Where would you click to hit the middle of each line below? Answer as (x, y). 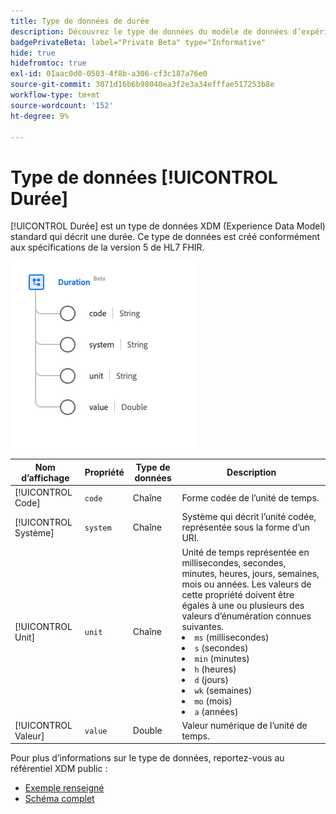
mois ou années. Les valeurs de (246, 584)
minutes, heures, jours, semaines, (250, 573)
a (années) (216, 711)
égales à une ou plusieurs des (243, 605)
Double (147, 731)
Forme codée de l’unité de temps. (250, 497)
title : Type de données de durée (80, 21)
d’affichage (45, 477)
